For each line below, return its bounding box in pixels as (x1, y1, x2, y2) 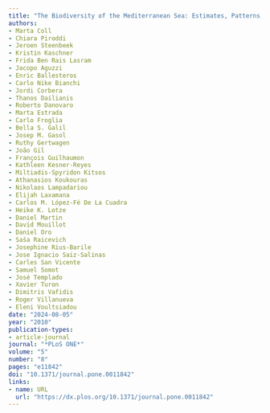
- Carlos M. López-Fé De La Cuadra (8, 198, 128, 206)
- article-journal (8, 333, 70, 341)
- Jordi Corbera (8, 86, 63, 95)
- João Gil (8, 146, 45, 154)
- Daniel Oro (8, 228, 52, 237)
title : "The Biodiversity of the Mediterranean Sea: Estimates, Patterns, (8, 11, 264, 20)
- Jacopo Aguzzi (8, 64, 63, 72)
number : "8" (8, 355, 48, 364)
